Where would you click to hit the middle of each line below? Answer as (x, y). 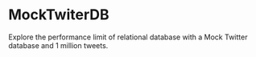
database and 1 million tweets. (58, 45)
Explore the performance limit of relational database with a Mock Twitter (128, 37)
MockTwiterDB (59, 15)
